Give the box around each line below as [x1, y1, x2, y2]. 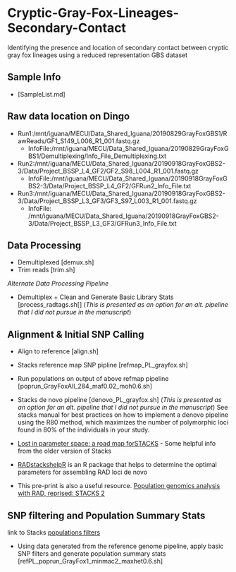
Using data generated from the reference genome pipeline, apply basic [17, 542, 224, 550]
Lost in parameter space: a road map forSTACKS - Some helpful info [17, 439, 216, 448]
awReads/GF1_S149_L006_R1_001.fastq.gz [17, 136, 140, 145]
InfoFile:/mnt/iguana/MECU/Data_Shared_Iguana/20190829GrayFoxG [27, 144, 229, 152]
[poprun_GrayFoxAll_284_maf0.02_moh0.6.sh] [17, 382, 153, 391]
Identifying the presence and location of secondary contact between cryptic [7, 43, 229, 51]
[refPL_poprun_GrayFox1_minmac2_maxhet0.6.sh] [17, 557, 163, 565]
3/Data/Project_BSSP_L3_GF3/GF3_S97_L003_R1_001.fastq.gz [17, 196, 197, 205]
